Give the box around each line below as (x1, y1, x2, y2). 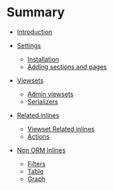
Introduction (16, 28, 53, 36)
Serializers (27, 97, 58, 106)
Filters (27, 160, 46, 168)
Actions (27, 132, 50, 141)
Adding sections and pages (27, 62, 107, 71)
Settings (16, 41, 42, 49)
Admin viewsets (27, 90, 74, 98)
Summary (6, 4, 65, 20)
